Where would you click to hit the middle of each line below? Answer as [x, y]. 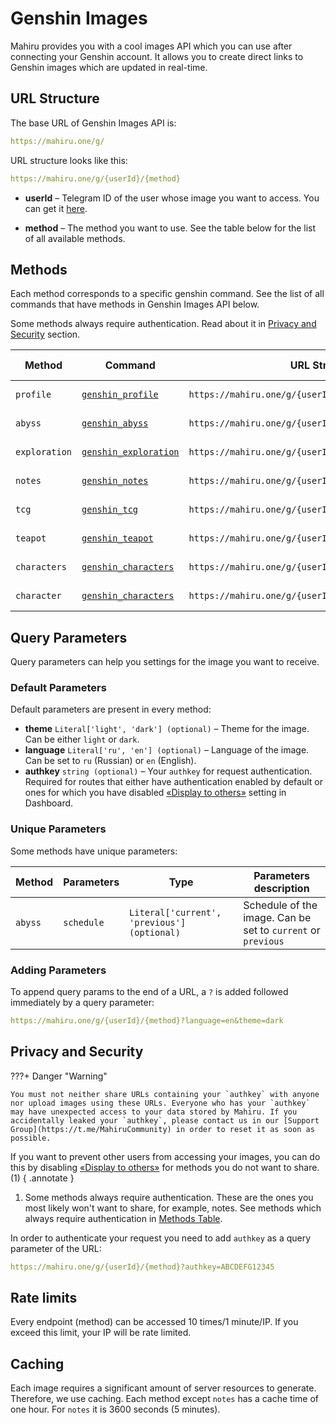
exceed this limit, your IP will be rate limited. [101, 1333]
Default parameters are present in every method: [111, 709]
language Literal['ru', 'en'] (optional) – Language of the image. [167, 750]
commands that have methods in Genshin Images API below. [135, 304]
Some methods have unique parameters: [94, 851]
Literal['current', [175, 912]
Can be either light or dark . [82, 739]
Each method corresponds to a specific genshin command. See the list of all [167, 294]
